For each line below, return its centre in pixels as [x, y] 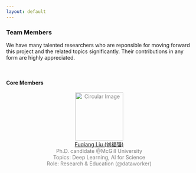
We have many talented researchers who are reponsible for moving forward [98, 45]
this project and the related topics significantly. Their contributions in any [95, 51]
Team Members [29, 32]
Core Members [25, 83]
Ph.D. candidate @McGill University [99, 151]
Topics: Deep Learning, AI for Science [99, 158]
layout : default [26, 12]
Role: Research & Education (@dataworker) [99, 164]
